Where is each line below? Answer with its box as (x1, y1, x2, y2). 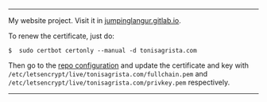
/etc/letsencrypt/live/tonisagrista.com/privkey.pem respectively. (8, 77, 230, 87)
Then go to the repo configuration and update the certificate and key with (8, 61, 249, 70)
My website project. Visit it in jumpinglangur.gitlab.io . (8, 16, 181, 25)
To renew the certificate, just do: (8, 31, 115, 41)
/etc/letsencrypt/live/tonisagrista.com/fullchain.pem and (8, 69, 208, 78)
